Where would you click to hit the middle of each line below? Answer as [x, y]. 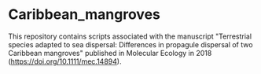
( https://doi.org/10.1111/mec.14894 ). [65, 61]
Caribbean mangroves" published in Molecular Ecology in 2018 [110, 53]
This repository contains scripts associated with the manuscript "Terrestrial [130, 36]
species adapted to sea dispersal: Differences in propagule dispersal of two [130, 44]
